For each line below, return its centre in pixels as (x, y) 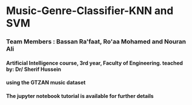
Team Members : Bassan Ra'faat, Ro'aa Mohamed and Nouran (96, 42)
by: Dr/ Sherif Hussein (34, 69)
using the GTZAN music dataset (46, 83)
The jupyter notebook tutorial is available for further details (80, 96)
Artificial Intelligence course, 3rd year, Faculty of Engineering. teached (95, 63)
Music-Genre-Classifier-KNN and (90, 11)
